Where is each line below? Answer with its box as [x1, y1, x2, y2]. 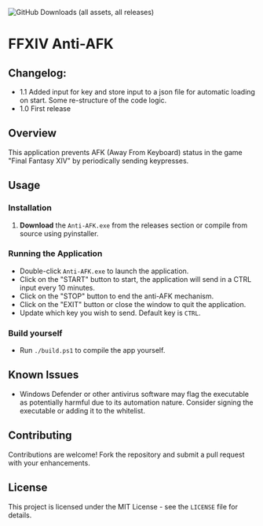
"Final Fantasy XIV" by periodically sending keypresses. [8, 156, 189, 165]
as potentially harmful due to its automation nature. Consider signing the [19, 398, 254, 407]
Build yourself [8, 328, 63, 339]
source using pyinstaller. [19, 228, 99, 238]
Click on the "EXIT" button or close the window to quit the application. [19, 299, 247, 309]
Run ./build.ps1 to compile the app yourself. [19, 346, 166, 355]
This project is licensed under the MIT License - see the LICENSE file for [8, 502, 238, 511]
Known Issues [8, 369, 79, 382]
